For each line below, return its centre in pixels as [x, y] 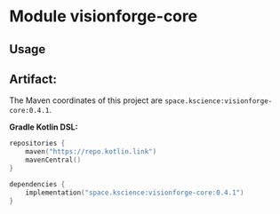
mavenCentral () [53, 160]
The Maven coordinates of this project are [86, 100]
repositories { [37, 144]
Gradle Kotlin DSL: [44, 127]
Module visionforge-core [104, 16]
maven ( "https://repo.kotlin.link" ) [91, 152]
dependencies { [37, 184]
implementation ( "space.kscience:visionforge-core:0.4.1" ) [135, 193]
